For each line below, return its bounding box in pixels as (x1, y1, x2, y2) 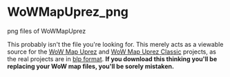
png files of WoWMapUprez (7, 27, 86, 35)
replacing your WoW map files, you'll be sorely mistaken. (7, 62, 175, 70)
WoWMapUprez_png (7, 4, 129, 20)
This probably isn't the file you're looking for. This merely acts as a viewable (7, 40, 224, 48)
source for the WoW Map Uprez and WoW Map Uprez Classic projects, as (7, 47, 216, 56)
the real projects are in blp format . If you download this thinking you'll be (7, 54, 218, 63)
